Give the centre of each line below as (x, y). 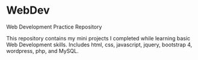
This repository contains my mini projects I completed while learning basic (98, 38)
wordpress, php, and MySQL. (42, 50)
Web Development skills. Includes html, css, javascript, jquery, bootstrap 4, (99, 45)
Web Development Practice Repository (54, 27)
